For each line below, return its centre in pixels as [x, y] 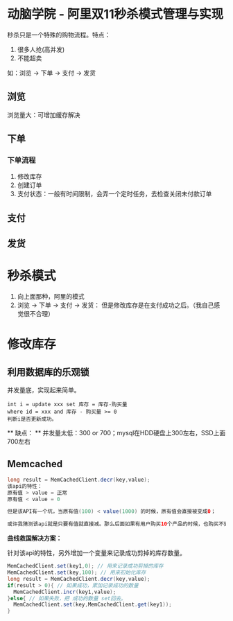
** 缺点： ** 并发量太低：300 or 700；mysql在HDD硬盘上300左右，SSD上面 [116, 433]
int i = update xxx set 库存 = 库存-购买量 [67, 405]
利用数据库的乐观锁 [48, 372]
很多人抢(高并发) [41, 49]
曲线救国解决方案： [35, 539]
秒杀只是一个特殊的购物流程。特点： [59, 35]
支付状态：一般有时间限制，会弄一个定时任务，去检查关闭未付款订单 [114, 194]
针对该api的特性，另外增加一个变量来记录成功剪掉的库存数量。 [96, 553]
